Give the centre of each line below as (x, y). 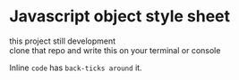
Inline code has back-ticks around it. (76, 68)
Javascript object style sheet (120, 16)
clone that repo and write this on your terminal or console (115, 50)
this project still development (63, 41)
